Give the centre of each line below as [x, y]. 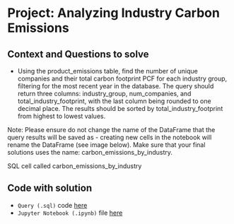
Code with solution [50, 188]
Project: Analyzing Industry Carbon [114, 13]
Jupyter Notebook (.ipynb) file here [70, 213]
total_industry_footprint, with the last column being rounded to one [114, 101]
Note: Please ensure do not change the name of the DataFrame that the [111, 130]
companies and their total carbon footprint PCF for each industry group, [122, 78]
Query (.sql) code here [52, 205]
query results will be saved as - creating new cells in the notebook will [110, 137]
